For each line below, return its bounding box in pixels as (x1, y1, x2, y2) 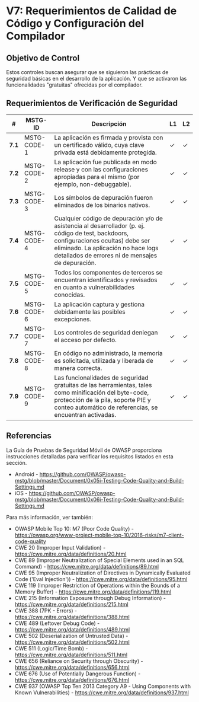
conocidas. (54, 291, 85, 299)
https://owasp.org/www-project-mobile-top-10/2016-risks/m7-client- (14, 531, 185, 538)
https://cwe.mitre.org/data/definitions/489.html (14, 626, 130, 633)
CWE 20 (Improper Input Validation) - (14, 544, 106, 551)
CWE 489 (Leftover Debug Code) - (14, 620, 100, 627)
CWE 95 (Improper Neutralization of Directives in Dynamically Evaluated (14, 569, 191, 576)
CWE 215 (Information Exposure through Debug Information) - (14, 594, 166, 601)
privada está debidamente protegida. (54, 148, 157, 157)
